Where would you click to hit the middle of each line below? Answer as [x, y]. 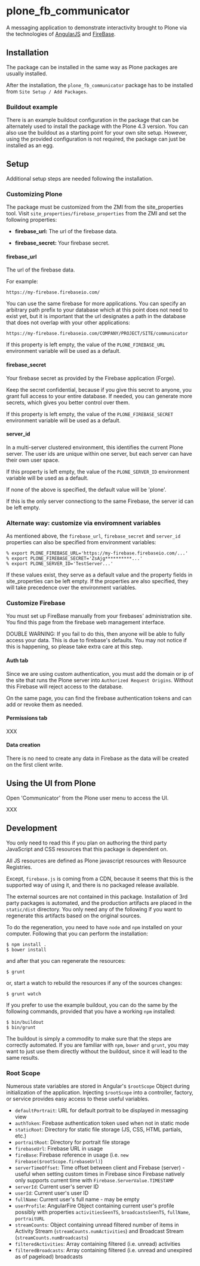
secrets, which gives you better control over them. [68, 402]
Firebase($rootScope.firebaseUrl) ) [59, 1161]
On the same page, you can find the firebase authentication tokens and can [99, 698]
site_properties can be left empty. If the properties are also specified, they [97, 581]
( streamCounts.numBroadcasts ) [52, 1237]
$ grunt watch [24, 994]
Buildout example [32, 107]
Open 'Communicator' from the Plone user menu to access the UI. [87, 798]
